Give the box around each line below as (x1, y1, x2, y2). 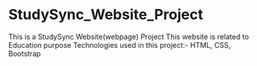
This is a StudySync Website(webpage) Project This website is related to (8, 32, 250, 41)
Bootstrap (8, 49, 42, 58)
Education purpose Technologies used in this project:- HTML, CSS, (8, 40, 231, 49)
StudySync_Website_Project (8, 6, 204, 24)
